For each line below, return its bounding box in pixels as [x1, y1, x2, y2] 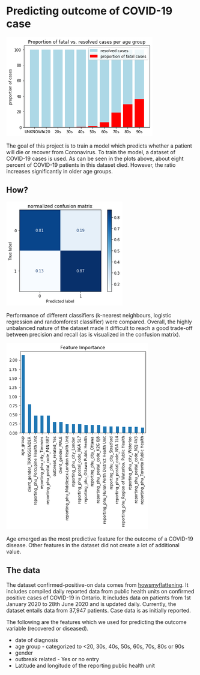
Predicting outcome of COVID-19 [6, 4, 173, 18]
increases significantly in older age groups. [6, 167, 113, 175]
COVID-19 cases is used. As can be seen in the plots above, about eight [6, 155, 184, 162]
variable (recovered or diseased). [6, 625, 89, 632]
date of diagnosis [14, 636, 58, 643]
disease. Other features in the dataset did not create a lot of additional [6, 541, 180, 548]
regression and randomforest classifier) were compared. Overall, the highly [6, 318, 192, 325]
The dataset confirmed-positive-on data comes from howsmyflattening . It [6, 581, 189, 589]
